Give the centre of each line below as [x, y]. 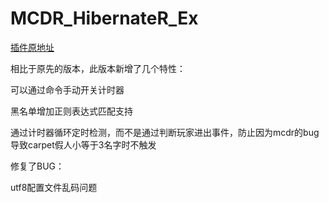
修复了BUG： [37, 166]
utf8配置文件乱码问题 [54, 187]
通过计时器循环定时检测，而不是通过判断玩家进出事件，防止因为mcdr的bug [165, 132]
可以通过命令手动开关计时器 [67, 89]
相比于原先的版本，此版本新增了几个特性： [98, 68]
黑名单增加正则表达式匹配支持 [71, 111]
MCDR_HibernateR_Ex [104, 18]
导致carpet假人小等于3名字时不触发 [83, 144]
